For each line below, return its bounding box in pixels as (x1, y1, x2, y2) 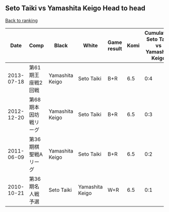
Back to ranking (5, 17, 38, 23)
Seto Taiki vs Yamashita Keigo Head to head (5, 4, 146, 13)
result (108, 45, 122, 52)
